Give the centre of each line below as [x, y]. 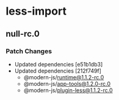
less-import [36, 11]
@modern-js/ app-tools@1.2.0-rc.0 [67, 84]
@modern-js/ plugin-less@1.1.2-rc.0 [68, 90]
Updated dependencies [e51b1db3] [59, 64]
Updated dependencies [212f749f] [58, 71]
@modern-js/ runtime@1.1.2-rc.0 [64, 77]
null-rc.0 [23, 34]
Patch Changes [29, 51]
